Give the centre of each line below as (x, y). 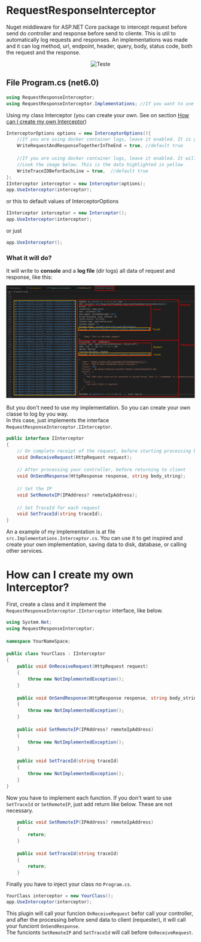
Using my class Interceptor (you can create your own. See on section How (98, 115)
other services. (25, 551)
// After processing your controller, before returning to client (101, 470)
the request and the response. (43, 52)
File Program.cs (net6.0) (53, 83)
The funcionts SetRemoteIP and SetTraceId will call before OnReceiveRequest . (100, 932)
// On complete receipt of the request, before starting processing (104, 451)
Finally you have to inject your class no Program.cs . (69, 884)
